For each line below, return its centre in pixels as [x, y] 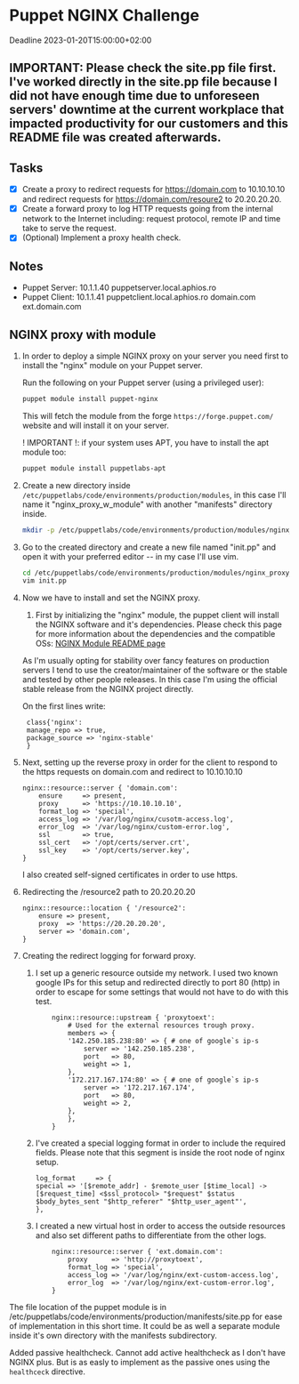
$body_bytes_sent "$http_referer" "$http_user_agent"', [141, 1202]
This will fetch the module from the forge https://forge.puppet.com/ [148, 415]
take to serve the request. [69, 229]
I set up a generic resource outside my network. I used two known [157, 973]
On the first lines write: [64, 706]
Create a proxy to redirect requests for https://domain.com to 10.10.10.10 [154, 189]
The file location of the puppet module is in [88, 1308]
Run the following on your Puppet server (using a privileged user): [143, 382]
